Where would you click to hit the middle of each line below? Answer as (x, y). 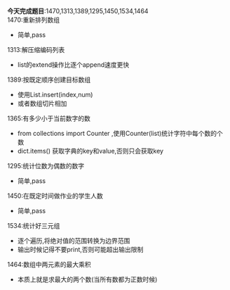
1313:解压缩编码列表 (36, 50)
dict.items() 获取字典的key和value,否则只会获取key (90, 151)
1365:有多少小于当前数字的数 (49, 118)
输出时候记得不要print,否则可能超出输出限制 (80, 250)
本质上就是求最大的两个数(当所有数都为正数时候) (87, 279)
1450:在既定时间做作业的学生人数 (55, 196)
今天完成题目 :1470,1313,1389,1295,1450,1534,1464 (78, 11)
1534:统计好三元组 (34, 226)
